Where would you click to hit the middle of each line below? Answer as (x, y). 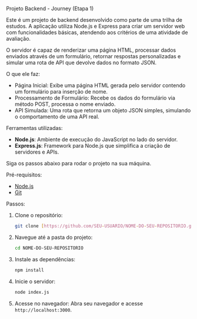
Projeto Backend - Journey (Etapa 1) (50, 9)
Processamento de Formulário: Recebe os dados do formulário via (95, 98)
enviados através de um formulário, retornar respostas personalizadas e (94, 56)
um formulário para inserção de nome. (61, 92)
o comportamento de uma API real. (57, 117)
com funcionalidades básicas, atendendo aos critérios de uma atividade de (97, 32)
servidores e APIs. (37, 152)
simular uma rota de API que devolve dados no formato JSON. (81, 62)
